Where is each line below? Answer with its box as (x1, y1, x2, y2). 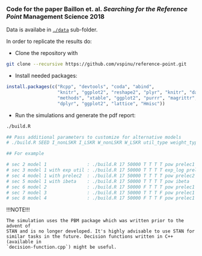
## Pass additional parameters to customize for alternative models (6, 134, 182, 140)
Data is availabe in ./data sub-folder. (6, 26, 98, 33)
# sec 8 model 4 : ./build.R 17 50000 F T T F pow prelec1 (6, 195, 195, 201)
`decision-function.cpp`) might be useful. (6, 244, 117, 251)
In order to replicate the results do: (6, 38, 92, 45)
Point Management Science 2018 (6, 12, 105, 21)
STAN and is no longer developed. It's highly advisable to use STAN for (6, 228, 195, 234)
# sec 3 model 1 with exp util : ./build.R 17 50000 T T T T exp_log (6, 167, 185, 173)
